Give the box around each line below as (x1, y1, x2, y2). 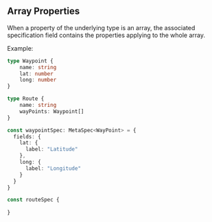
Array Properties (7, 5, 80, 17)
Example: (7, 44, 34, 52)
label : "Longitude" (25, 164, 81, 172)
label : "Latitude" (25, 146, 78, 153)
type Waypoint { (7, 58, 54, 64)
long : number (19, 77, 57, 84)
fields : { (13, 133, 41, 140)
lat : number (19, 70, 54, 77)
